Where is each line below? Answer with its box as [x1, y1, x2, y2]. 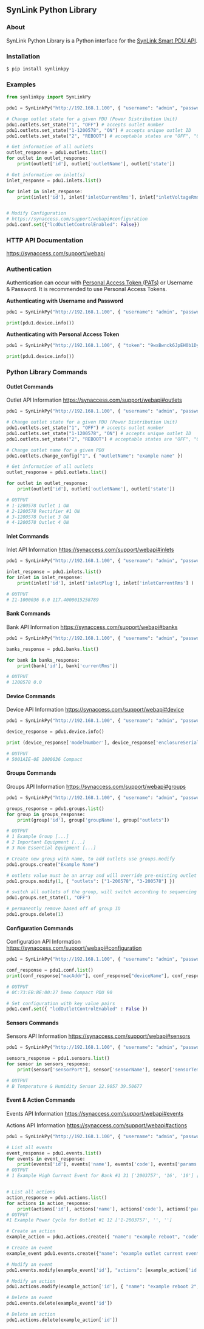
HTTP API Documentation [6, 236, 84, 244]
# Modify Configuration [6, 210, 67, 216]
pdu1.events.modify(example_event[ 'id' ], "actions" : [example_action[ [6, 1267, 189, 1273]
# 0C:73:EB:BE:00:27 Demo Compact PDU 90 [6, 989, 113, 995]
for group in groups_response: [6, 811, 86, 817]
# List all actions [6, 1189, 56, 1195]
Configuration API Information [6, 938, 81, 946]
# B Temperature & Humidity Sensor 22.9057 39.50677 [6, 1083, 143, 1090]
